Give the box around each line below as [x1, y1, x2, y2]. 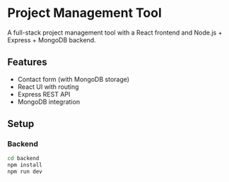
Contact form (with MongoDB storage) [17, 75, 129, 83]
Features [7, 56, 47, 68]
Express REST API [17, 90, 71, 98]
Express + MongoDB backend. [7, 35, 97, 44]
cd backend [7, 155, 40, 162]
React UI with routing [17, 83, 79, 91]
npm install [7, 162, 42, 169]
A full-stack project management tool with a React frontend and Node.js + [7, 28, 223, 37]
